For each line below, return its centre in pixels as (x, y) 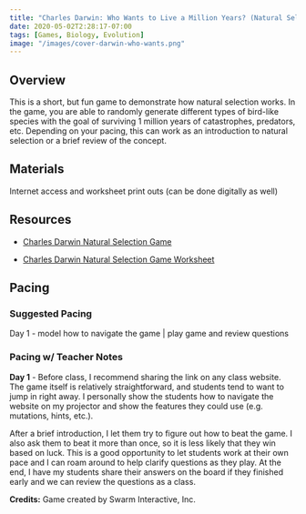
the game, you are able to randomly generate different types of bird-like (144, 112)
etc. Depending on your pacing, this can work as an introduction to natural (149, 131)
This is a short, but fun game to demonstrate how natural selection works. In (153, 102)
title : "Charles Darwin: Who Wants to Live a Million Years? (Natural (146, 18)
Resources (41, 220)
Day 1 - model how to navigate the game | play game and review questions (149, 334)
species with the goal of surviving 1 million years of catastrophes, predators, (153, 121)
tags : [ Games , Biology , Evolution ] (77, 35)
